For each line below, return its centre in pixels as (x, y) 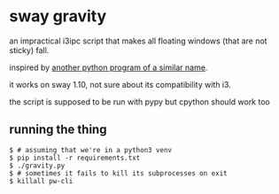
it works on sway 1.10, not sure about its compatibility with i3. (120, 84)
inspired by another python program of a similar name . (108, 67)
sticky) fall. (29, 50)
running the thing (58, 130)
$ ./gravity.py (37, 166)
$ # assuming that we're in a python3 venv (91, 150)
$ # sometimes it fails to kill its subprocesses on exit (118, 173)
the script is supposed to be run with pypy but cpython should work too (139, 101)
